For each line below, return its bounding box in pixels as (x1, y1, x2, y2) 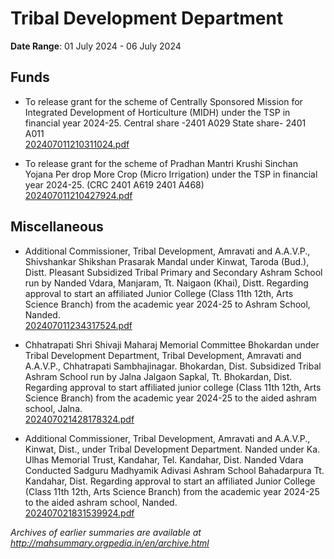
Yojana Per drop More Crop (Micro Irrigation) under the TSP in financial (24, 168, 318, 180)
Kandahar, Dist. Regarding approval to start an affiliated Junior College (24, 475, 316, 487)
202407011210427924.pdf (24, 189, 133, 201)
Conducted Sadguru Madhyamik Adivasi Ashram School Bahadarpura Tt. (24, 464, 325, 476)
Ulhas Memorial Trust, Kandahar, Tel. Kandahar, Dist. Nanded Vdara (24, 453, 304, 466)
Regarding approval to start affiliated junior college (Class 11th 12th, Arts (24, 381, 322, 393)
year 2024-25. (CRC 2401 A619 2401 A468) (24, 178, 205, 191)
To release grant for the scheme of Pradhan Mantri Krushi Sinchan (24, 157, 298, 169)
